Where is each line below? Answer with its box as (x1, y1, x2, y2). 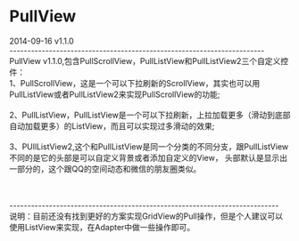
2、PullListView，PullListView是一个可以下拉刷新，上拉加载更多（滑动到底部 (9, 109, 291, 120)
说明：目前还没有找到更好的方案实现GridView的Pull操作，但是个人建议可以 (9, 211, 284, 221)
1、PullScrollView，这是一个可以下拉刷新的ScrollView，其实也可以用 (9, 77, 261, 88)
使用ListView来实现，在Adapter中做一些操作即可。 (9, 221, 195, 232)
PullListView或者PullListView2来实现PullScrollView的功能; (9, 89, 220, 100)
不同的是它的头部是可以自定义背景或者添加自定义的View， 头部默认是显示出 (9, 152, 288, 163)
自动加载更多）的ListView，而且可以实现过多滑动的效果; (9, 120, 215, 131)
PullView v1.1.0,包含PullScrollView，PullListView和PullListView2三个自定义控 (9, 55, 288, 66)
